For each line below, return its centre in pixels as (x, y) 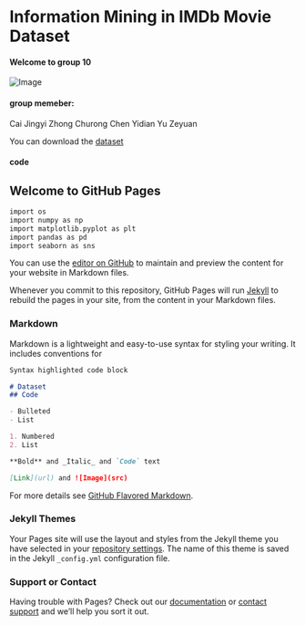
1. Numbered (32, 437)
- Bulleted (30, 412)
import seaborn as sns (52, 245)
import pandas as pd (49, 237)
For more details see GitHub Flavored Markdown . (102, 496)
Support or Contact (53, 581)
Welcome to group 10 (51, 62)
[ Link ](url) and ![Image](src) (69, 478)
